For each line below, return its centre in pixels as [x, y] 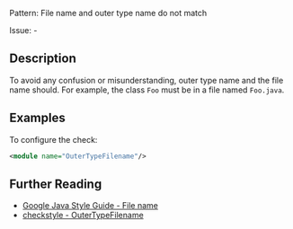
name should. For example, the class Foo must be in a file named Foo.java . [147, 90]
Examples [37, 118]
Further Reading [56, 184]
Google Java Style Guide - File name [90, 206]
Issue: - [23, 30]
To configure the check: [53, 139]
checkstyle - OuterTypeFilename [83, 216]
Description [43, 59]
